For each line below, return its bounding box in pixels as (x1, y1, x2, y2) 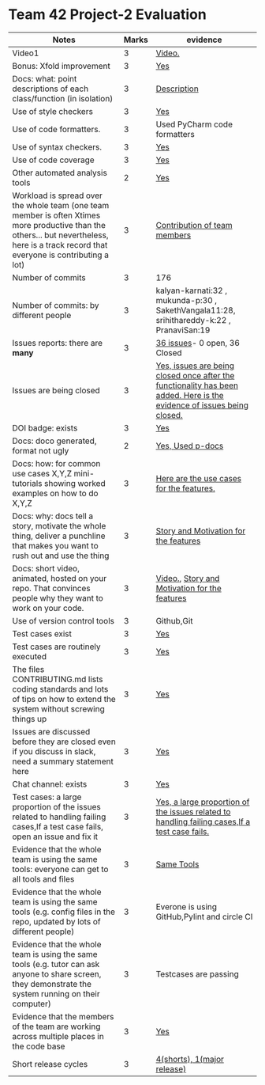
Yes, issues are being (155, 360, 235, 371)
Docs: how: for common (12, 457, 101, 469)
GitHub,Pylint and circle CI (155, 911, 253, 922)
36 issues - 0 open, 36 (155, 337, 241, 348)
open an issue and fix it (12, 831, 99, 842)
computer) (12, 998, 51, 1009)
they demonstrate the (12, 978, 92, 989)
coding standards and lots (12, 683, 109, 694)
